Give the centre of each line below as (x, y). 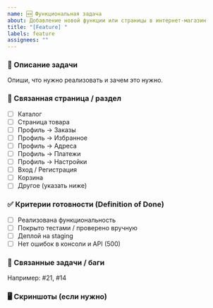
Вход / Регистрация (47, 170)
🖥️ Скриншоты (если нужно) (57, 297)
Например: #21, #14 (37, 278)
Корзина (30, 178)
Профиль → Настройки (52, 162)
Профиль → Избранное (53, 138)
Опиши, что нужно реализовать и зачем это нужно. (85, 80)
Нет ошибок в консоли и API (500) (69, 244)
